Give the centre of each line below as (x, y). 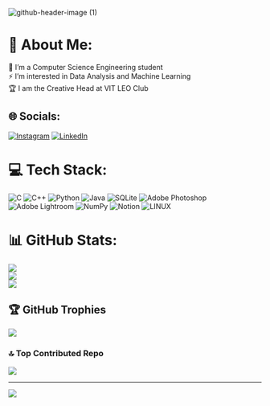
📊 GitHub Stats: (63, 240)
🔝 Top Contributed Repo (56, 354)
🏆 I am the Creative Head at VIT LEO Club (78, 88)
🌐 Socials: (35, 117)
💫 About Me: (51, 45)
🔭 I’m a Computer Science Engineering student (86, 67)
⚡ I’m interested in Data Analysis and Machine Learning (100, 76)
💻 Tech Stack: (58, 170)
